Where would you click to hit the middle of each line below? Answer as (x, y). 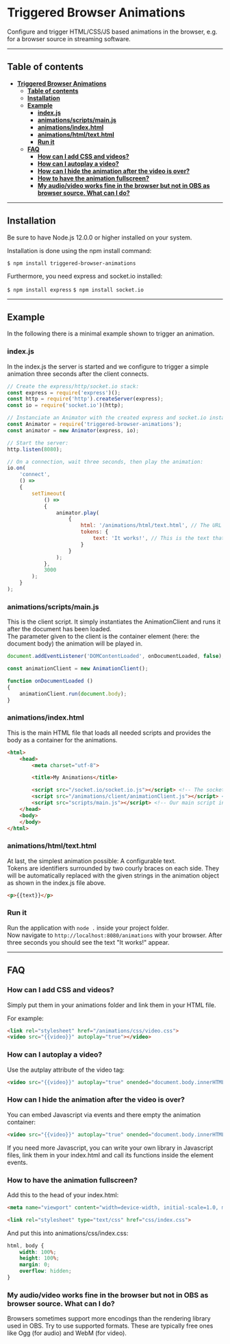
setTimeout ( (49, 493)
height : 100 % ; (39, 1258)
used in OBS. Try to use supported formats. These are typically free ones (110, 1326)
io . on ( (16, 468)
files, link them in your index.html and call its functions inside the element (110, 1155)
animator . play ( (77, 512)
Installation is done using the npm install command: (79, 250)
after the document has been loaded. (59, 629)
